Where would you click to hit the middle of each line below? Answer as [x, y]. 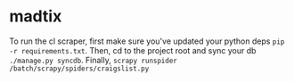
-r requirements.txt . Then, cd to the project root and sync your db [133, 50]
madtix [36, 16]
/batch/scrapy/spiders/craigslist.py [79, 69]
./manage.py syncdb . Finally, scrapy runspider [94, 60]
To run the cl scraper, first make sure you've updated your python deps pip [147, 41]
